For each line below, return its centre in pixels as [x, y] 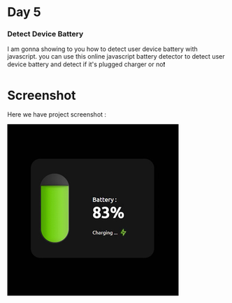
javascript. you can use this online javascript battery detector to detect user [116, 57]
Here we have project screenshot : [57, 114]
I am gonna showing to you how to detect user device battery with [102, 49]
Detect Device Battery [45, 34]
